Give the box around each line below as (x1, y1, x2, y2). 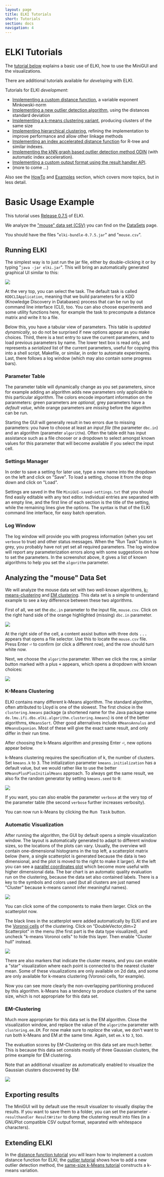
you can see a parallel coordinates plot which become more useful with (5, 863, 149, 870)
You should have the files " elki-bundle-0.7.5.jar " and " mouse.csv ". (5, 232, 142, 237)
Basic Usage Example (5, 197, 94, 208)
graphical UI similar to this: (5, 269, 59, 275)
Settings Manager (5, 458, 49, 465)
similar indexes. (12, 144, 44, 150)
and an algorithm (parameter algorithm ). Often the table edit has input (5, 430, 146, 436)
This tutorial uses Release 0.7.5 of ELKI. (5, 213, 85, 219)
